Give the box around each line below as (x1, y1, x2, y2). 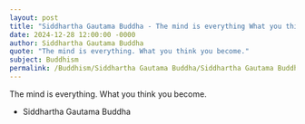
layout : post (9, 13, 59, 23)
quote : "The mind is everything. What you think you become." (9, 47, 250, 56)
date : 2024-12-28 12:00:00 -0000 (9, 30, 136, 39)
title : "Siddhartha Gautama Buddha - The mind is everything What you (9, 22, 282, 31)
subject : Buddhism (9, 55, 79, 64)
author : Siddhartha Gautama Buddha (9, 38, 144, 48)
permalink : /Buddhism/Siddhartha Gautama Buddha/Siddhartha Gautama (9, 64, 274, 73)
